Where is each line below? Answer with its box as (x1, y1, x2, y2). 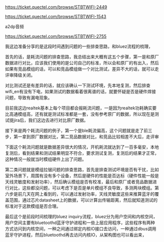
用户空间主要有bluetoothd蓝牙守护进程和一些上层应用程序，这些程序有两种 (5, 220, 155, 225)
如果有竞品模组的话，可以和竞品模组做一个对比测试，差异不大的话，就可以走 (5, 66, 159, 72)
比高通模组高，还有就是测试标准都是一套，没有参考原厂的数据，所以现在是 (5, 111, 155, 117)
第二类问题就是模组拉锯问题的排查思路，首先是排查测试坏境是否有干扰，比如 (5, 167, 159, 172)
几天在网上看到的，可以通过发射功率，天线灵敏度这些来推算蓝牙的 (21, 191, 155, 197)
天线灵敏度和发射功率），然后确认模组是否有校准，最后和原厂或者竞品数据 (5, 179, 153, 184)
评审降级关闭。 (5, 72, 35, 78)
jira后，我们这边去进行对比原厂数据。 (13, 117, 88, 123)
